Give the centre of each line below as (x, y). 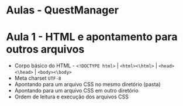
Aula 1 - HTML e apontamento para (92, 37)
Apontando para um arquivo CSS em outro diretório (76, 91)
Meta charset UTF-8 (38, 78)
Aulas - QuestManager (62, 10)
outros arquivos (45, 49)
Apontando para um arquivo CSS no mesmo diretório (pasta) (87, 84)
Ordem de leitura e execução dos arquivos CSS (72, 97)
